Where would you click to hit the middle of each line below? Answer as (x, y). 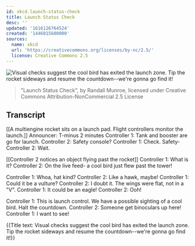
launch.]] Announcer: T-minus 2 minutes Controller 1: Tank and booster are (97, 135)
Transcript (26, 115)
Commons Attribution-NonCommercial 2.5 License (82, 96)
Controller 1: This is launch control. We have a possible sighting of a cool (94, 201)
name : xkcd (25, 45)
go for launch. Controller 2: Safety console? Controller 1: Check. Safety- (93, 142)
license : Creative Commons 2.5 (50, 56)
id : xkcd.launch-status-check (43, 12)
